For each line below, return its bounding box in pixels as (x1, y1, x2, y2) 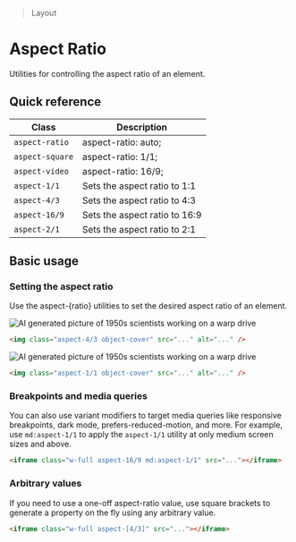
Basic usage (9, 254, 79, 269)
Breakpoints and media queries (9, 390, 148, 402)
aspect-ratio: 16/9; (81, 165, 164, 177)
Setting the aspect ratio (9, 281, 114, 293)
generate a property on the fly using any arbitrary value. (9, 507, 216, 518)
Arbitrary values (9, 478, 82, 490)
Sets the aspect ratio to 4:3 (81, 194, 197, 207)
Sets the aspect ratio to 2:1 (81, 223, 197, 235)
